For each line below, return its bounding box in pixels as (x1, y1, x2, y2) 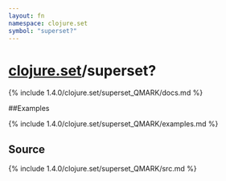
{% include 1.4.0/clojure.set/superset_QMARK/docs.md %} (8, 88, 203, 97)
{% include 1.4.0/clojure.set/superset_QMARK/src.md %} (8, 164, 197, 174)
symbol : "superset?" (8, 27, 78, 35)
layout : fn (8, 11, 45, 20)
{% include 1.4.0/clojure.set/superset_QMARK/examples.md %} (8, 119, 219, 129)
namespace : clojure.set (8, 19, 88, 27)
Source (8, 142, 46, 156)
